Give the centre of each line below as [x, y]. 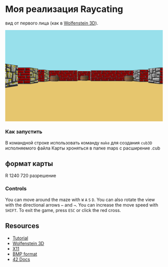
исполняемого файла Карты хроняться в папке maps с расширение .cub [83, 148]
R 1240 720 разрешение [31, 175]
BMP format [25, 254]
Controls [16, 188]
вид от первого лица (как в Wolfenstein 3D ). [52, 23]
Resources [22, 226]
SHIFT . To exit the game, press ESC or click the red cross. [63, 210]
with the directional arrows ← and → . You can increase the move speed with [82, 205]
